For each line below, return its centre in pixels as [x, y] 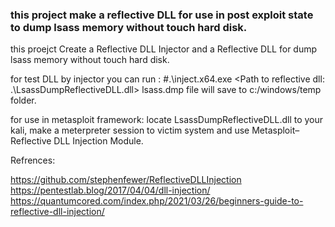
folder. [23, 100]
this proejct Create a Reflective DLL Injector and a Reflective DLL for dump [164, 49]
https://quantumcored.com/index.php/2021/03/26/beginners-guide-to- [157, 201]
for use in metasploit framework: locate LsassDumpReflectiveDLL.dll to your [167, 120]
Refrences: [33, 160]
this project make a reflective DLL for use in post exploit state [162, 15]
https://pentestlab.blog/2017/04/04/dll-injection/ [110, 190]
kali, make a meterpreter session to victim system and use [130, 130]
